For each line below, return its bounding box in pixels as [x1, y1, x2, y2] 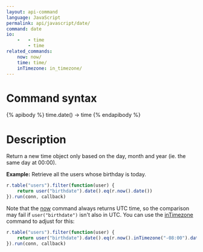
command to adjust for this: [6, 217, 75, 225]
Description [6, 133, 66, 146]
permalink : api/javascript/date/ [6, 20, 91, 26]
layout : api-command [6, 8, 59, 15]
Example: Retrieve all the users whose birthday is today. [6, 171, 147, 178]
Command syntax [6, 91, 97, 105]
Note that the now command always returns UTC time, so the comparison [6, 204, 190, 212]
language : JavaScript [6, 15, 61, 21]
